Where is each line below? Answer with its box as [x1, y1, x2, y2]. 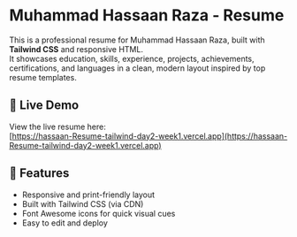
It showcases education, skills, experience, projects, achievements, [9, 53, 255, 64]
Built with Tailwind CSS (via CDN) [21, 198, 144, 209]
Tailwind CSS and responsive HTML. [9, 43, 144, 54]
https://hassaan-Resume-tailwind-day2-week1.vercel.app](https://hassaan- [11, 130, 288, 141]
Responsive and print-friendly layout [21, 189, 156, 200]
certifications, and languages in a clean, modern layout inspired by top [9, 63, 266, 73]
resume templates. [9, 72, 77, 82]
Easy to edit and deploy [21, 218, 109, 228]
